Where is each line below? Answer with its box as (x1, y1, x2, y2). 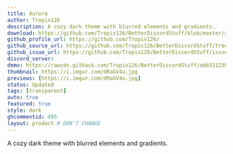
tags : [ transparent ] (7, 87, 67, 94)
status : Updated (7, 81, 54, 88)
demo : (7, 62, 23, 69)
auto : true (7, 94, 39, 101)
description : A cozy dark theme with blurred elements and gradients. (7, 23, 216, 30)
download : (7, 29, 36, 37)
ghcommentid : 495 (7, 113, 58, 120)
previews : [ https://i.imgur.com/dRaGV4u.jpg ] (7, 74, 141, 82)
